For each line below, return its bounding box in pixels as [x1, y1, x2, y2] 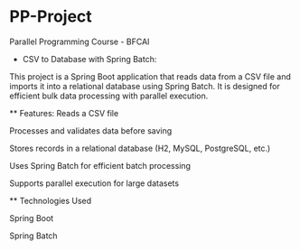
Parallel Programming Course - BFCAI [9, 36, 150, 47]
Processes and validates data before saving [9, 125, 173, 136]
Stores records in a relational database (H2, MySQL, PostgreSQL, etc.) [9, 143, 271, 153]
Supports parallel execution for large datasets [9, 178, 179, 189]
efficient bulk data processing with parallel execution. [9, 90, 209, 101]
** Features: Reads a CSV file [9, 107, 119, 118]
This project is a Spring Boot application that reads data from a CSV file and [9, 70, 291, 82]
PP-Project [9, 6, 92, 27]
